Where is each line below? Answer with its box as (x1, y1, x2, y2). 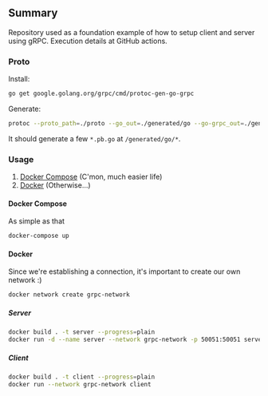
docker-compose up (8, 232, 69, 240)
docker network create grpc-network (8, 291, 130, 299)
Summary (8, 6, 58, 20)
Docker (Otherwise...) (19, 180, 91, 190)
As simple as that (8, 216, 65, 226)
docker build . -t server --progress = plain (8, 328, 156, 336)
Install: (8, 74, 30, 84)
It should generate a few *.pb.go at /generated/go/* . (8, 133, 181, 143)
